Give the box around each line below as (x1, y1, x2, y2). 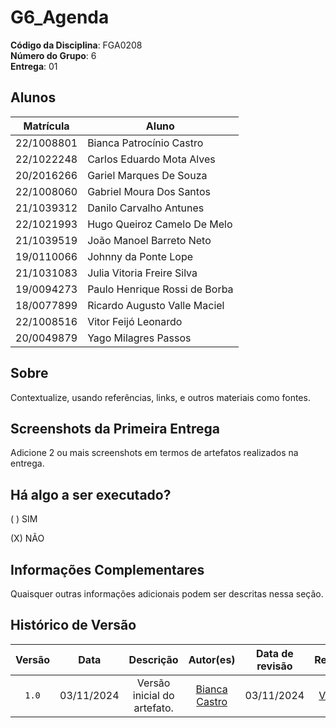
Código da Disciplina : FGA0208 (10, 39, 143, 51)
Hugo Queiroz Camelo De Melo (87, 217, 233, 231)
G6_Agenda (10, 6, 110, 29)
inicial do (132, 688, 175, 702)
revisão (256, 659, 293, 673)
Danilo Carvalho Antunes (87, 201, 205, 215)
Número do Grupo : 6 (10, 49, 97, 61)
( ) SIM (10, 513, 38, 525)
